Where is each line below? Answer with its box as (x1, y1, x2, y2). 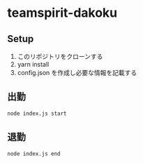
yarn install (17, 60, 50, 68)
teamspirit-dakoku (7, 5, 118, 21)
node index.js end (7, 150, 61, 157)
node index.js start (7, 110, 68, 117)
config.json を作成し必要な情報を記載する (17, 69, 137, 76)
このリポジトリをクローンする (17, 53, 103, 60)
